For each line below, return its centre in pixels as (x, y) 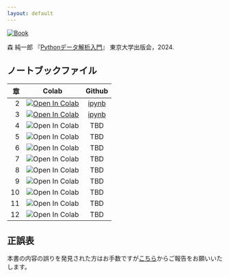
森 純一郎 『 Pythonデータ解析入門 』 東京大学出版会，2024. (91, 47)
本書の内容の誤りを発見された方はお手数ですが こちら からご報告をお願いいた (115, 259)
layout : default (30, 13)
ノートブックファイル (52, 71)
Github (97, 91)
